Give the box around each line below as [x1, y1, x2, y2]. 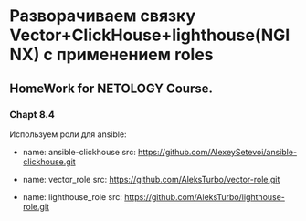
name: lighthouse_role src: [22, 191, 123, 202]
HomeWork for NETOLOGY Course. [9, 80, 213, 96]
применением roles [56, 45, 214, 65]
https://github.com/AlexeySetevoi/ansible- [138, 146, 298, 157]
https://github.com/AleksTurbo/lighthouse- [124, 191, 286, 202]
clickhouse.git [22, 156, 76, 167]
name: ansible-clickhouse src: [22, 146, 137, 157]
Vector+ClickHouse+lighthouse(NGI [9, 25, 290, 46]
